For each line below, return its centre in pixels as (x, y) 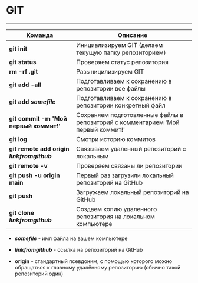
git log (18, 139)
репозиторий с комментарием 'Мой (128, 122)
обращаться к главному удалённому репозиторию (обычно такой (98, 267)
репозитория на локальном (115, 217)
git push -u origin (34, 175)
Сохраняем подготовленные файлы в (130, 115)
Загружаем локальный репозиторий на (133, 192)
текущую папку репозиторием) (121, 52)
